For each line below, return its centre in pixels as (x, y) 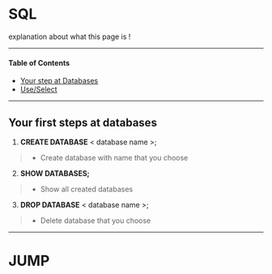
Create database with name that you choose (114, 157)
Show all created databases (87, 189)
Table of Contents (39, 62)
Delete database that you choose (96, 220)
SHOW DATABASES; (55, 173)
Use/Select (39, 89)
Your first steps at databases (83, 122)
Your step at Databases (59, 81)
